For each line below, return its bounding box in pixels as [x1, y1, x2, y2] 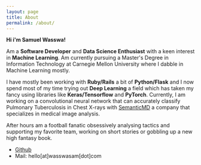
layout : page [6, 8, 39, 15]
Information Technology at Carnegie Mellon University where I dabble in [6, 60, 184, 68]
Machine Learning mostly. [6, 67, 70, 74]
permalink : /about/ [6, 20, 55, 26]
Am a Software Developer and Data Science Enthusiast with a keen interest [6, 48, 195, 55]
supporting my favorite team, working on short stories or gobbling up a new [6, 128, 193, 135]
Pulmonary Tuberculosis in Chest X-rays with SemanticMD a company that [6, 104, 190, 111]
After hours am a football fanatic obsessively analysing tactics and [6, 122, 170, 129]
